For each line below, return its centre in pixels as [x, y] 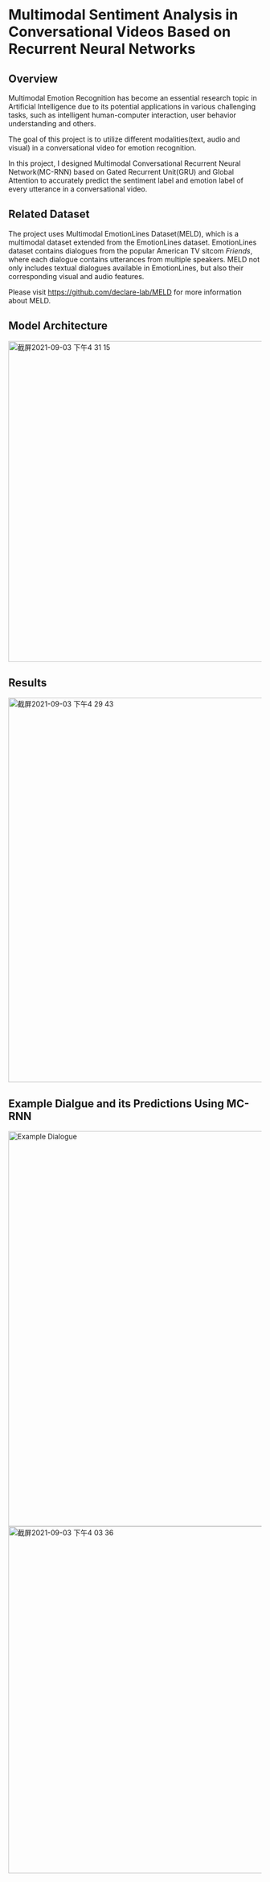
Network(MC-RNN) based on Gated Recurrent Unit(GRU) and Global [121, 172]
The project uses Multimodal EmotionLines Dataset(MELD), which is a [124, 233]
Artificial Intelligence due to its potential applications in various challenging [132, 107]
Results [28, 683]
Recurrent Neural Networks [102, 49]
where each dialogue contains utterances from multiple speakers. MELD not [134, 259]
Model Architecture [58, 326]
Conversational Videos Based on [120, 32]
